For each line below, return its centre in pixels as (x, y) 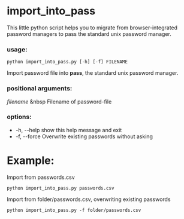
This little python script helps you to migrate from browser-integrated (92, 28)
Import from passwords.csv (41, 177)
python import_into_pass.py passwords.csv (61, 188)
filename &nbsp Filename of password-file (59, 101)
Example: (31, 161)
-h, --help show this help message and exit (69, 130)
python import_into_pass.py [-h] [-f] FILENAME (67, 62)
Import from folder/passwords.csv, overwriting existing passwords (89, 199)
